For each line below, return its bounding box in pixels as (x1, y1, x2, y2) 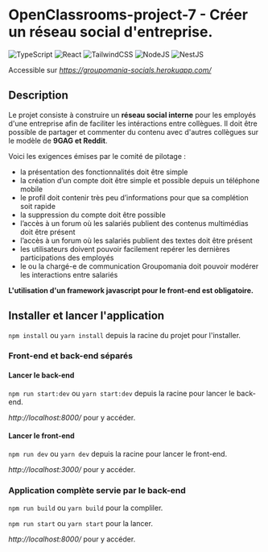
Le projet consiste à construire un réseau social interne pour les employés (8, 110, 256, 119)
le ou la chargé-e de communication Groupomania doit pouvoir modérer (19, 261, 259, 271)
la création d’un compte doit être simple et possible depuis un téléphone (19, 175, 260, 185)
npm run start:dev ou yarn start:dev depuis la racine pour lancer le (8, 388, 235, 398)
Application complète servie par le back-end (8, 484, 187, 496)
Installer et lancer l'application (8, 309, 165, 323)
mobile (19, 184, 43, 194)
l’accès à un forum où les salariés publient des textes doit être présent (19, 236, 254, 245)
